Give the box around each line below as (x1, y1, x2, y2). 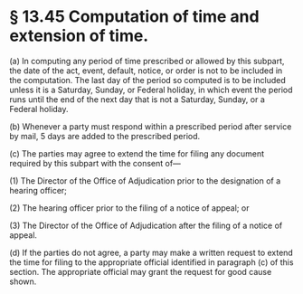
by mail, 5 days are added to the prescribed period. (9, 130, 201, 141)
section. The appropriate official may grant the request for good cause (9, 266, 272, 277)
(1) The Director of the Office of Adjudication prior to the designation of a (9, 175, 281, 186)
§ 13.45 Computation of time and (9, 6, 260, 27)
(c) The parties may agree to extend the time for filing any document (9, 147, 265, 159)
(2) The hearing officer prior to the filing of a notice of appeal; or (9, 202, 250, 213)
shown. (9, 276, 37, 287)
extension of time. (9, 25, 149, 46)
